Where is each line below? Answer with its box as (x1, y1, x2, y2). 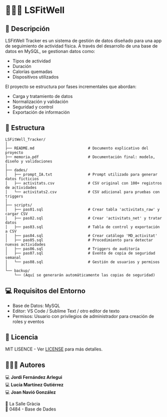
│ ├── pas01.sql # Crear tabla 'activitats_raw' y (5, 207, 160, 212)
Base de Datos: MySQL (12, 302, 60, 308)
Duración (12, 63, 31, 69)
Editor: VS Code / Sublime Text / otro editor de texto (12, 307, 120, 314)
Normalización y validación (12, 98, 68, 104)
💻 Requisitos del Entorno (5, 287, 86, 295)
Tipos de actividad (12, 58, 51, 64)
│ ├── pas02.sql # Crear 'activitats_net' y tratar (5, 215, 162, 220)
